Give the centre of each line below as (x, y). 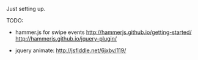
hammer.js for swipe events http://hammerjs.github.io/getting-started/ (103, 32)
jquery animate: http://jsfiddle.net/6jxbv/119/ (71, 50)
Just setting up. (26, 9)
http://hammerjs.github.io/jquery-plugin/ (66, 38)
